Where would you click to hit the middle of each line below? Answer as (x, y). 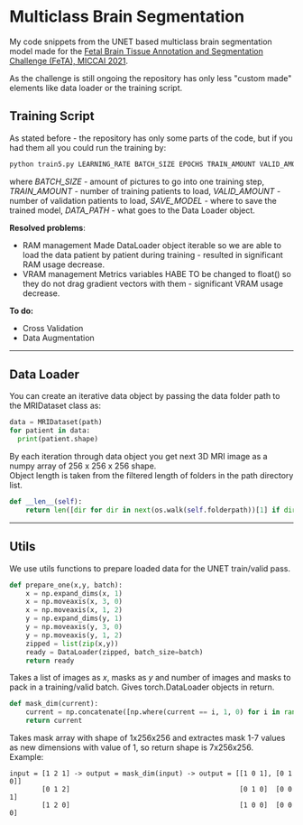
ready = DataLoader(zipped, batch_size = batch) (115, 652)
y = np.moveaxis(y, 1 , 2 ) (74, 635)
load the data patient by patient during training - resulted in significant (153, 255)
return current (54, 721)
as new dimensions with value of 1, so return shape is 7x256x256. (132, 747)
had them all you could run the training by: (88, 147)
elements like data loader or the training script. (96, 88)
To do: (22, 311)
